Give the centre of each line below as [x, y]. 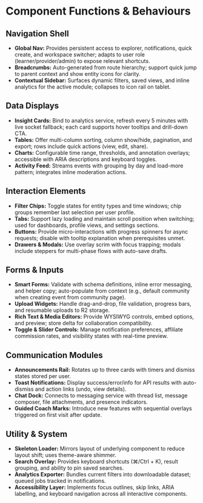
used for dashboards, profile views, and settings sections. [87, 225]
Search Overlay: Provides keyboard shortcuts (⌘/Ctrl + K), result [96, 462]
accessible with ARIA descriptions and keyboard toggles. [85, 159]
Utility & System [37, 434]
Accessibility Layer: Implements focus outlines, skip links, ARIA [94, 487]
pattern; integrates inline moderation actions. [71, 172]
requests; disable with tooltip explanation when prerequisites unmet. [100, 238]
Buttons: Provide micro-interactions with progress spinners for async [101, 231]
